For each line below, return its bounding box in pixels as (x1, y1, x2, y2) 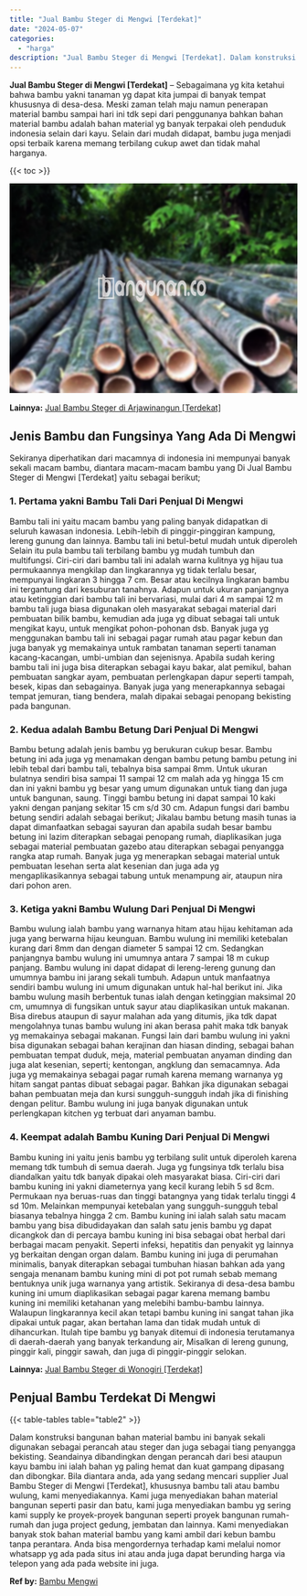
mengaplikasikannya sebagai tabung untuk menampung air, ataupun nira (9, 870, 283, 881)
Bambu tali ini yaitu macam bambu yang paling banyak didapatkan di (9, 516, 268, 527)
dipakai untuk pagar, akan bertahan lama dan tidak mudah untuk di (9, 1316, 260, 1327)
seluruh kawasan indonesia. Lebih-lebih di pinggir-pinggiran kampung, (9, 526, 276, 537)
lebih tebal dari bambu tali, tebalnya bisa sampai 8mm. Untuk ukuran (9, 763, 268, 774)
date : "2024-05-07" (9, 24, 84, 34)
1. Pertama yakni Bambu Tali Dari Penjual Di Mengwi (9, 495, 244, 507)
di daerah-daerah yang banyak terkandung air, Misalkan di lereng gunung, (9, 1335, 290, 1347)
